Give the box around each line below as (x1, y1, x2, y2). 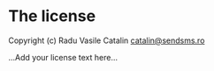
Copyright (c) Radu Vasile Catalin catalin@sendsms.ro (8, 35, 205, 46)
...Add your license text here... (8, 52, 118, 62)
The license (8, 6, 96, 26)
